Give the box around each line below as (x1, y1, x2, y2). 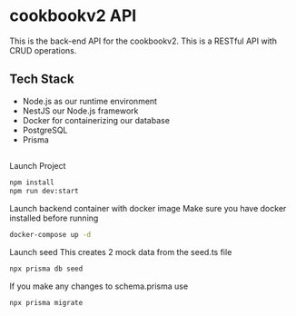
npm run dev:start (9, 187, 79, 196)
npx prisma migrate (9, 298, 84, 307)
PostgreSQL (22, 124, 68, 135)
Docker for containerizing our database (22, 114, 171, 125)
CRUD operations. (9, 44, 77, 55)
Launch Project (9, 161, 66, 172)
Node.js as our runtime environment (22, 95, 157, 106)
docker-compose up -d (9, 230, 92, 239)
